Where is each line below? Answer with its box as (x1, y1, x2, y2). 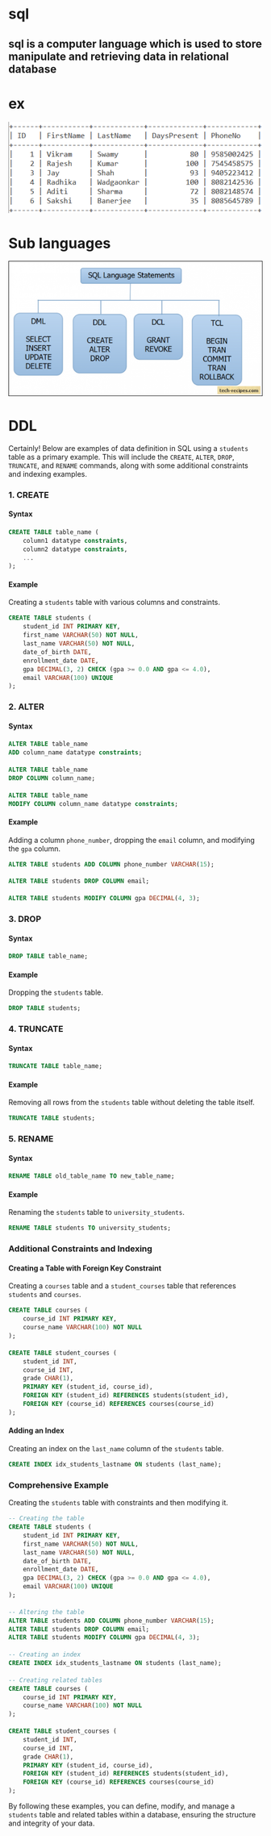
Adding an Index (8, 1425, 65, 1436)
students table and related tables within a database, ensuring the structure (8, 1810, 256, 1820)
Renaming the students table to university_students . (8, 1208, 186, 1217)
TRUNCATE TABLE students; (8, 1114, 95, 1122)
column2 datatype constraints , (23, 545, 128, 553)
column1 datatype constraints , (23, 536, 128, 545)
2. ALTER (8, 701, 44, 712)
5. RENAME (8, 1133, 54, 1145)
